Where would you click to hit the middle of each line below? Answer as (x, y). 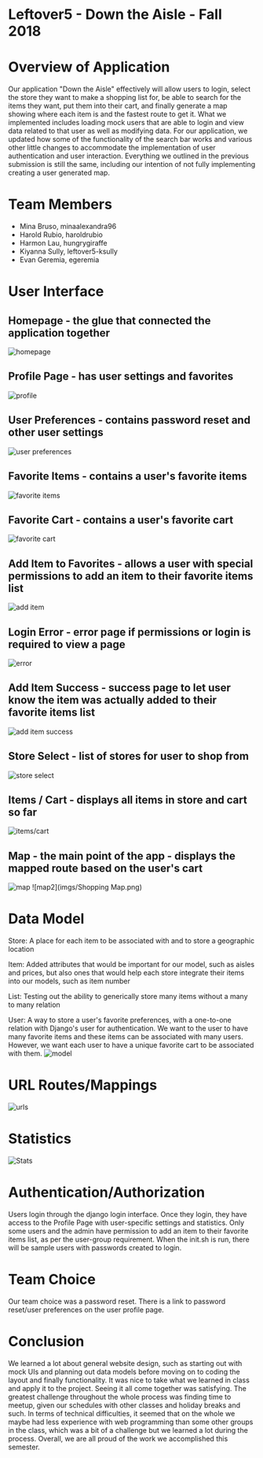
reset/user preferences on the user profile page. (86, 1309)
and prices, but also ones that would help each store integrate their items (126, 973)
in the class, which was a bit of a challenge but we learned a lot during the (128, 1430)
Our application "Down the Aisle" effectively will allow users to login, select (130, 89)
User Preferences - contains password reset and (130, 420)
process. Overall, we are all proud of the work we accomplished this (118, 1438)
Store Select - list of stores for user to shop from (129, 756)
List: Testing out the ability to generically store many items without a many (128, 997)
